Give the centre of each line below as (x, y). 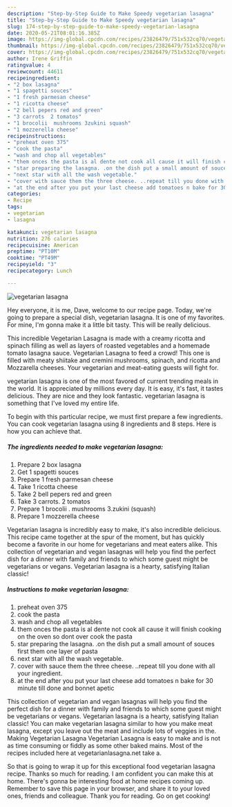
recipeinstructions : (37, 136)
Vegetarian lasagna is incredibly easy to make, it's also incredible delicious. (114, 529)
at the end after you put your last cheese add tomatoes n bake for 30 (115, 680)
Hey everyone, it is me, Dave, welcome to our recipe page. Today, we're (109, 310)
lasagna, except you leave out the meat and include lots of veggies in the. (112, 731)
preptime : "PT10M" (33, 251)
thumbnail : (23, 46)
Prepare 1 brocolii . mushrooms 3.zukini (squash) (87, 508)
